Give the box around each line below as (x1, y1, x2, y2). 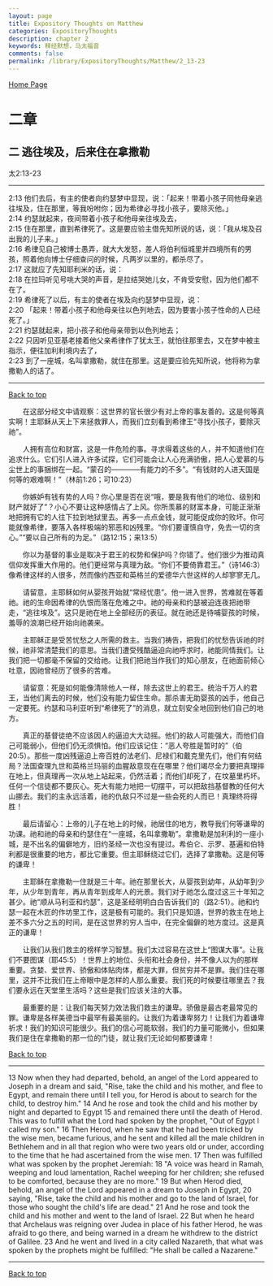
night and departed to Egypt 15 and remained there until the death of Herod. (8, 1106, 262, 1117)
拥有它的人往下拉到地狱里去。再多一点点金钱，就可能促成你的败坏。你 (22, 512, 258, 522)
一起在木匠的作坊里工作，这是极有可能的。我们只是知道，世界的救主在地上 (15, 907, 265, 916)
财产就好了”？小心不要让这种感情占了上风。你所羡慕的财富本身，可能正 (8, 501, 247, 512)
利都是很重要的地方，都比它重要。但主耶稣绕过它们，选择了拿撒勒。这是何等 (8, 849, 265, 859)
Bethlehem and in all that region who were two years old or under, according (8, 1141, 265, 1151)
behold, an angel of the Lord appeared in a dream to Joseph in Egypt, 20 (8, 1184, 252, 1194)
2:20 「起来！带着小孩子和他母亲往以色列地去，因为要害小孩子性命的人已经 (8, 305, 261, 314)
